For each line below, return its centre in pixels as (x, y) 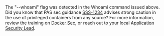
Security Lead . (20, 28)
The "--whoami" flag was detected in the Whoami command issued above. (83, 7)
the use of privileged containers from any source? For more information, (80, 18)
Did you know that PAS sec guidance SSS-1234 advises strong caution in (81, 12)
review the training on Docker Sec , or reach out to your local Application (80, 23)
